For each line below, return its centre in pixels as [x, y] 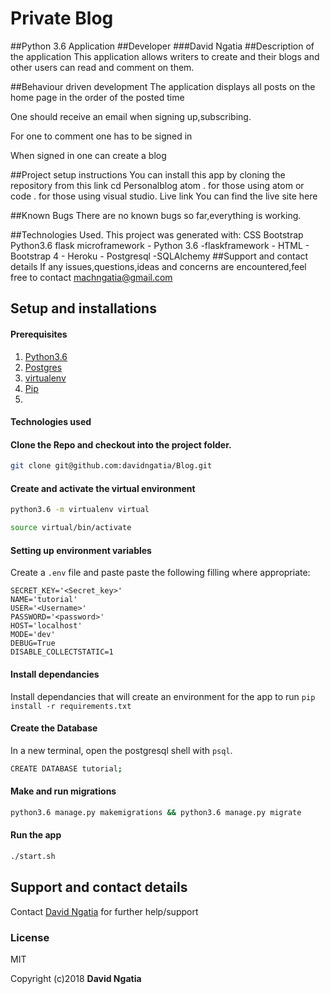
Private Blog [62, 18]
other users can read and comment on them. [102, 67]
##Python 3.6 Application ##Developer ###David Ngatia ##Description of [162, 46]
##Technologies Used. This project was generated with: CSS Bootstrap [157, 234]
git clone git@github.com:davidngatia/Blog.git [111, 466]
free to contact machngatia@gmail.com [91, 277]
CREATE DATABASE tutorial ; [66, 768]
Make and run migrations [63, 791]
